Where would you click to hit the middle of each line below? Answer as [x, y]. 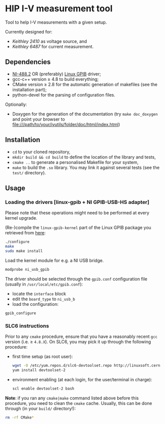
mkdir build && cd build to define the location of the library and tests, [84, 157]
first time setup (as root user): [42, 356]
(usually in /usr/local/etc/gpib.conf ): [44, 284]
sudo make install [24, 251]
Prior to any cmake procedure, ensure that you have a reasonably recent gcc [81, 336]
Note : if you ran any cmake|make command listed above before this [72, 398]
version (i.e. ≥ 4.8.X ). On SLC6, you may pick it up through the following [78, 342]
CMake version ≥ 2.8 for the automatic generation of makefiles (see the [85, 84]
